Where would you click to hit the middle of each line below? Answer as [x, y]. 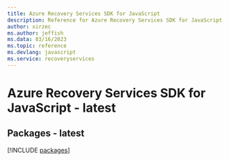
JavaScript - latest [62, 108]
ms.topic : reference [37, 46]
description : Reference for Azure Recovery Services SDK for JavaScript [115, 20]
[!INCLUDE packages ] [39, 150]
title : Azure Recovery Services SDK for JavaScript [84, 14]
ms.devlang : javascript [42, 53]
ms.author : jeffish [35, 33]
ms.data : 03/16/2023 [37, 40]
